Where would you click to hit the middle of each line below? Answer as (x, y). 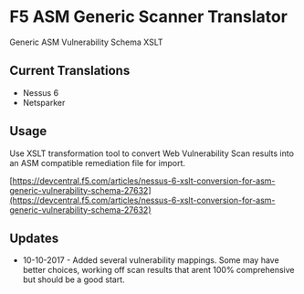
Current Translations (70, 71)
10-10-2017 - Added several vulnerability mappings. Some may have (151, 260)
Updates (34, 238)
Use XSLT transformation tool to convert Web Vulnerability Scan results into (152, 153)
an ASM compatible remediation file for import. (97, 163)
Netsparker (44, 102)
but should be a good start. (73, 279)
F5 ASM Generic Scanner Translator (148, 17)
